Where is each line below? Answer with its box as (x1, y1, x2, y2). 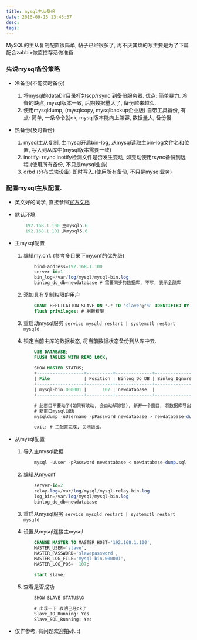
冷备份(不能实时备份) (14, 80, 66, 87)
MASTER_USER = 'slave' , (34, 545, 87, 551)
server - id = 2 (34, 482, 63, 489)
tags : (6, 25, 19, 31)
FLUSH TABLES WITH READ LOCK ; (34, 354, 108, 360)
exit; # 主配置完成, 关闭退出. (34, 424, 103, 430)
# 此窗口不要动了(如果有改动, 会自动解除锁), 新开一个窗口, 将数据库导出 (34, 402, 192, 409)
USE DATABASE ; (34, 349, 69, 355)
